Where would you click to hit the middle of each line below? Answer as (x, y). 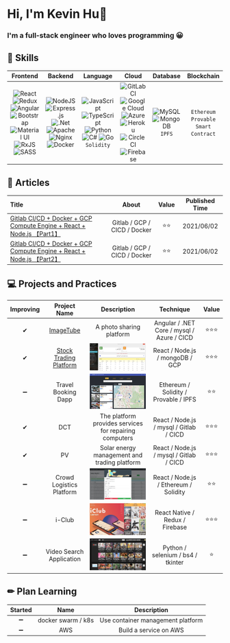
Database (167, 76)
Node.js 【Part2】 (35, 259)
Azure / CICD (175, 338)
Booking (65, 392)
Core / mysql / (175, 330)
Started (21, 610)
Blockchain (204, 76)
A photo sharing (118, 327)
